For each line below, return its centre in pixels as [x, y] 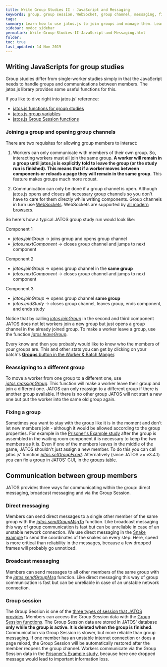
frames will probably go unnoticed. [41, 548]
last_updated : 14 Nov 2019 [33, 47]
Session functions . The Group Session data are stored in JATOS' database [82, 622]
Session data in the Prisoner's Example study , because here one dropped [81, 654]
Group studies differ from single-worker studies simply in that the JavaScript [84, 79]
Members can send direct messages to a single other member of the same [82, 516]
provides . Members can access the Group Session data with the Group [78, 617]
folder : [14, 38]
